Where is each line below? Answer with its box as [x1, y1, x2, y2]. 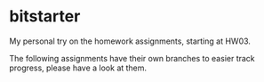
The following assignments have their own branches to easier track [9, 53, 255, 63]
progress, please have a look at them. [9, 62, 148, 73]
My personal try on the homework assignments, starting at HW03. [9, 36, 252, 46]
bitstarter [9, 6, 81, 27]
